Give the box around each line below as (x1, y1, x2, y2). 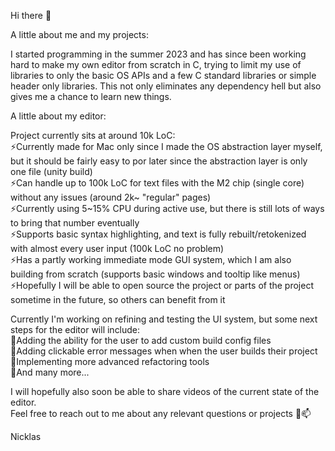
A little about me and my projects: (10, 29, 149, 40)
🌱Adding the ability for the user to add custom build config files (10, 335, 272, 346)
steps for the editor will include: (10, 324, 141, 335)
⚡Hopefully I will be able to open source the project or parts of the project (10, 280, 314, 291)
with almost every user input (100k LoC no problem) (10, 243, 225, 254)
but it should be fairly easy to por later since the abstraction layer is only (10, 155, 308, 167)
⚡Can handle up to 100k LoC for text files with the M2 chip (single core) (10, 177, 305, 189)
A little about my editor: (10, 110, 107, 122)
